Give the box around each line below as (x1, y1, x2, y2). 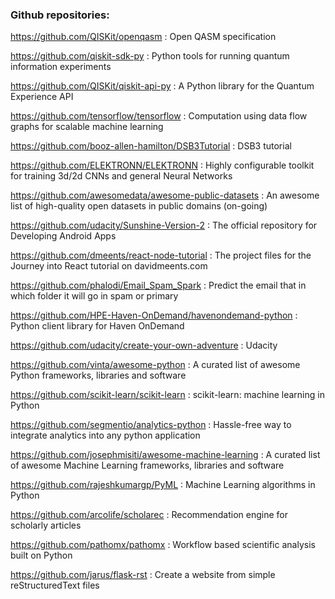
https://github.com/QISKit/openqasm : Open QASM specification (10, 31, 277, 43)
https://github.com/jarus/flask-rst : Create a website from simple (10, 569, 276, 581)
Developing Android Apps (10, 230, 117, 242)
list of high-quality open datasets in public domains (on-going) (10, 200, 268, 212)
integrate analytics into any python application (10, 429, 201, 442)
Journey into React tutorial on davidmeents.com (10, 260, 208, 272)
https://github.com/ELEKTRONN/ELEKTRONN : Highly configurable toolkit (10, 159, 315, 172)
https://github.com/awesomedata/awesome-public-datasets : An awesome (10, 189, 320, 202)
